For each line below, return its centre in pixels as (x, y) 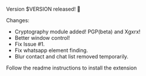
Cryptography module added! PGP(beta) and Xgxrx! (77, 32)
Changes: (18, 20)
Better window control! (42, 38)
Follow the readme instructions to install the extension (72, 68)
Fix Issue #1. (30, 44)
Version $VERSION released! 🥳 (43, 9)
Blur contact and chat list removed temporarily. (71, 56)
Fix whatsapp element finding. (51, 50)
